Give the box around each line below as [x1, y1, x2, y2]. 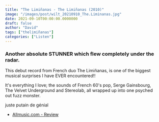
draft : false [5, 20, 32, 26]
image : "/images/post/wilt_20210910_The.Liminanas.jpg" [5, 12, 122, 17]
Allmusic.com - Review [12, 112, 59, 118]
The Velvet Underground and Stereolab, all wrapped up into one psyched [5, 87, 153, 93]
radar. [5, 57, 20, 63]
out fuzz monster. [5, 93, 41, 99]
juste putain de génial [5, 102, 49, 108]
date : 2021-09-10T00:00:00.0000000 [5, 16, 78, 21]
